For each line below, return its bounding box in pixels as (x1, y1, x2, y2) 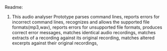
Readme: (4, 4, 23, 10)
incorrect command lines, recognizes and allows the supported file (11, 19, 150, 25)
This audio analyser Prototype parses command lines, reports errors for (11, 14, 160, 19)
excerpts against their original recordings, (11, 40, 98, 46)
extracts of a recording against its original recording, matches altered (11, 35, 155, 41)
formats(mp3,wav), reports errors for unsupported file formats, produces (11, 24, 162, 30)
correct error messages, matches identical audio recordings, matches (11, 30, 156, 35)
